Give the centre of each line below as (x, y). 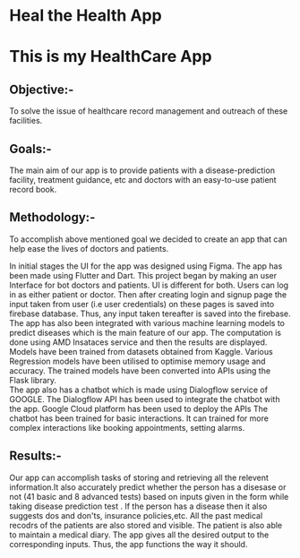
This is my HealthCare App (111, 57)
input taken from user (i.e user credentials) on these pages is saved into (142, 304)
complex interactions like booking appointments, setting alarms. (127, 427)
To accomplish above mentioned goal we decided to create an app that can (149, 239)
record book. (33, 189)
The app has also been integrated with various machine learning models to (147, 322)
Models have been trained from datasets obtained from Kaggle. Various (141, 351)
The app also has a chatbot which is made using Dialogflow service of (139, 390)
